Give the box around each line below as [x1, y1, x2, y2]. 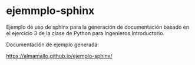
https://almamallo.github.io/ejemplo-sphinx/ [6, 52, 113, 59]
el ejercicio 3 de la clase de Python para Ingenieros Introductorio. [6, 29, 165, 36]
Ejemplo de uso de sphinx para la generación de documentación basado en [6, 23, 190, 30]
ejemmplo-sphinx [6, 4, 95, 18]
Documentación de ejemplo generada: [6, 41, 99, 48]
